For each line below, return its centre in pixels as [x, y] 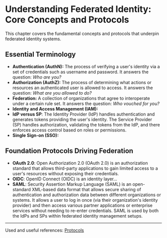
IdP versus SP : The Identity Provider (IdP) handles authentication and [83, 114]
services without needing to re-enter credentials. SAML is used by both [85, 211]
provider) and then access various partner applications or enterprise [82, 205]
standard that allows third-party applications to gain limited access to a [85, 168]
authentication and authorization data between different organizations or [87, 195]
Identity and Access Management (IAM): [55, 109]
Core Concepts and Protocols [67, 20]
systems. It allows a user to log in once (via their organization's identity [85, 200]
